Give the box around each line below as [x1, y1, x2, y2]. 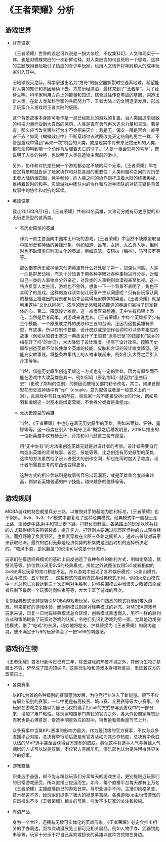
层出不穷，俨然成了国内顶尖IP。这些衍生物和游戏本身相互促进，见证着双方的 [5, 665, 161, 671]
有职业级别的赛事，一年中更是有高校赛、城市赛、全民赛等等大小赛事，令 [12, 698, 160, 704]
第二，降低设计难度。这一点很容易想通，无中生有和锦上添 [37, 308, 154, 314]
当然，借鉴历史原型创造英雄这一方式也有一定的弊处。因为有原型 [19, 368, 150, 374]
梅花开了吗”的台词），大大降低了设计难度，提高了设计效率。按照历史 [19, 339, 158, 345]
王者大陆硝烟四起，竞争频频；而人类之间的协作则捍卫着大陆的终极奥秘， [12, 175, 160, 181]
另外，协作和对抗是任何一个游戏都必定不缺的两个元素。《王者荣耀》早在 [12, 163, 158, 168]
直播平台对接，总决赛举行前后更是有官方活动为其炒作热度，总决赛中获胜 [12, 733, 160, 739]
